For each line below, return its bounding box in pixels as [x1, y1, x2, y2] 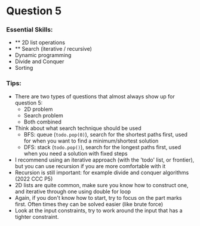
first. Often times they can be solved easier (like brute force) [14, 200, 164, 208]
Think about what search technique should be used [14, 124, 141, 132]
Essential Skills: [6, 26, 53, 34]
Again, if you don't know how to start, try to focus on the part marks [14, 194, 182, 201]
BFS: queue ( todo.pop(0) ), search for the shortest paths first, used [23, 131, 188, 138]
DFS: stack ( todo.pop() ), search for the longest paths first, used [23, 143, 181, 150]
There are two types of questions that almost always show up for [14, 92, 175, 100]
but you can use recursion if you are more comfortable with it [14, 162, 166, 169]
